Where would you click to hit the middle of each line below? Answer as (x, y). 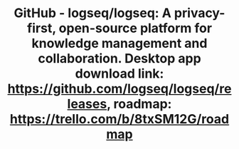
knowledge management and (119, 43)
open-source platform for (135, 28)
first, (42, 28)
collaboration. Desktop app (119, 59)
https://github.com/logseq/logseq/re (119, 89)
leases (87, 104)
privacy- (200, 13)
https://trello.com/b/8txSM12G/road (119, 119)
